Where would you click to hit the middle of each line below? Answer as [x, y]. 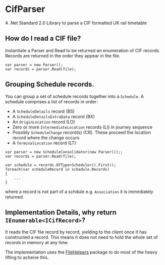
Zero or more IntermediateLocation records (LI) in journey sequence [82, 127]
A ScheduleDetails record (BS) [44, 111]
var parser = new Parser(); [34, 65]
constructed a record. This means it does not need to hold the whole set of [82, 237]
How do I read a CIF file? [43, 38]
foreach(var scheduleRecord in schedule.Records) [57, 169]
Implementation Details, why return [61, 212]
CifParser [25, 9]
